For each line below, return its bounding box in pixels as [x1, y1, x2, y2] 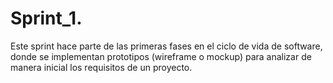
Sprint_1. [10, 7, 83, 30]
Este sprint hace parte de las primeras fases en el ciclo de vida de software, [10, 40, 323, 52]
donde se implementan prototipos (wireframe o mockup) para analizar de [10, 50, 312, 62]
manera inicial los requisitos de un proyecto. [10, 61, 193, 73]
